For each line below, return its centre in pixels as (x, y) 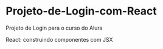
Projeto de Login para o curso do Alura (54, 28)
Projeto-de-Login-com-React (81, 11)
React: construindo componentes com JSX (59, 39)
